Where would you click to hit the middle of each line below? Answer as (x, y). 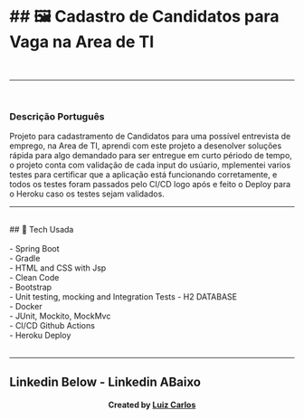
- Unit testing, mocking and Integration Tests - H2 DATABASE (123, 297)
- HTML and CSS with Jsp (58, 268)
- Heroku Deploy (40, 336)
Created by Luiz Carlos (152, 405)
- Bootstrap (31, 287)
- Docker (26, 307)
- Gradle (25, 259)
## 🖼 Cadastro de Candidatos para (144, 17)
